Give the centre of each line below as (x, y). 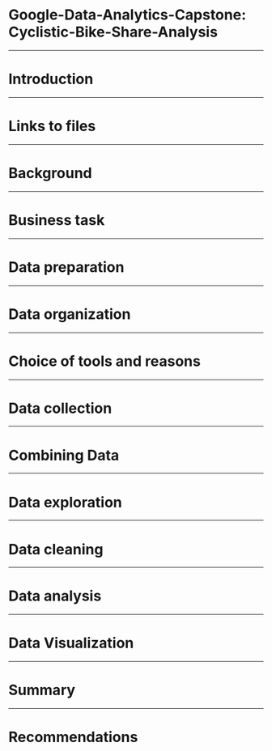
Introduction (51, 79)
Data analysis (55, 596)
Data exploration (66, 502)
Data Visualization (71, 643)
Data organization (70, 314)
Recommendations (73, 737)
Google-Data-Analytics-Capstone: (127, 15)
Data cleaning (56, 549)
